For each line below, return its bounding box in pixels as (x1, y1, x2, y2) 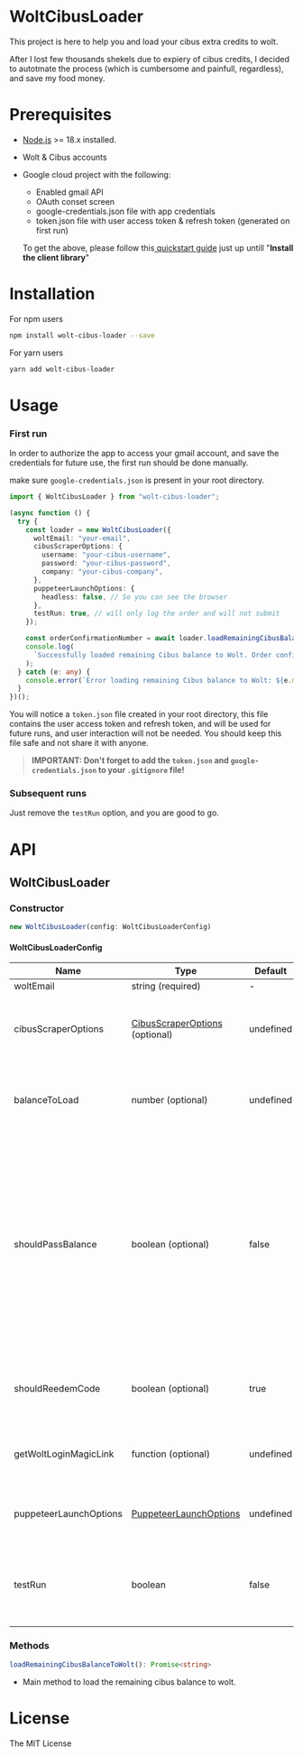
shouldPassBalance (14, 1238, 97, 1251)
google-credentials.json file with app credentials (35, 206, 216, 216)
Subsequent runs (9, 787, 87, 800)
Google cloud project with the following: (22, 169, 171, 179)
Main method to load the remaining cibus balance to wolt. (22, 1676, 236, 1687)
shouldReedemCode (14, 1383, 101, 1395)
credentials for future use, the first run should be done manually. (9, 457, 249, 468)
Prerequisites (9, 105, 113, 125)
